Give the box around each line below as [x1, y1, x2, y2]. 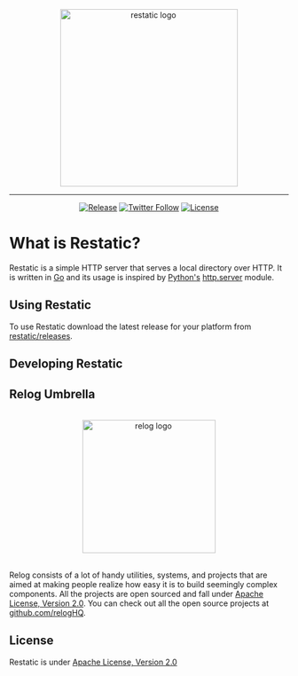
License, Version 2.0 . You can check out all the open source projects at [9, 598, 270, 609]
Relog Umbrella [9, 386, 96, 402]
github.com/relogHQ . [9, 607, 86, 617]
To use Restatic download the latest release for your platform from [9, 321, 252, 332]
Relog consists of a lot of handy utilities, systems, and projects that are [9, 570, 268, 580]
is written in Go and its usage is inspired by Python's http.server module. [9, 271, 275, 282]
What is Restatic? [9, 233, 141, 254]
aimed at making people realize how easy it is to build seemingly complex [9, 578, 278, 589]
